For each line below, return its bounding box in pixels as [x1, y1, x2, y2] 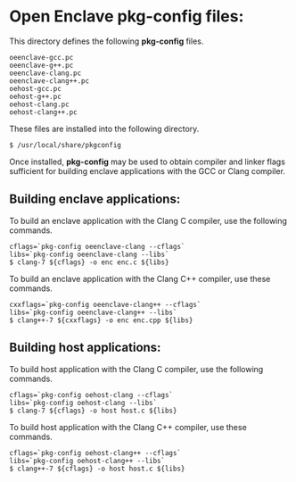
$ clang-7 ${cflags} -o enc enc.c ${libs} [9, 257, 169, 267]
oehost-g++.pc [9, 92, 62, 101]
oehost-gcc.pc [9, 84, 62, 93]
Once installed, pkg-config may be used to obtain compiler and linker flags [9, 156, 285, 167]
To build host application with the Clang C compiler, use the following [9, 363, 264, 374]
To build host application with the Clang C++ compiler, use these [9, 421, 247, 432]
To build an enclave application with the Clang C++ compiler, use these [9, 273, 271, 284]
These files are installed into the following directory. [9, 123, 200, 134]
